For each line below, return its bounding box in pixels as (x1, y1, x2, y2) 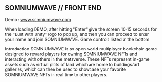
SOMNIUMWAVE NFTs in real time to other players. (5, 71, 108, 77)
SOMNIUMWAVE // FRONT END (5, 4, 102, 12)
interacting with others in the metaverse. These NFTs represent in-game (5, 56, 150, 62)
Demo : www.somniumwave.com (5, 16, 72, 22)
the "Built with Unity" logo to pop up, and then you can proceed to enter (5, 31, 149, 37)
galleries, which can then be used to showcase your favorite (5, 66, 126, 72)
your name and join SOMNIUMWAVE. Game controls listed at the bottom (5, 36, 150, 42)
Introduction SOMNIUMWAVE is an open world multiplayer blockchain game (5, 46, 157, 51)
